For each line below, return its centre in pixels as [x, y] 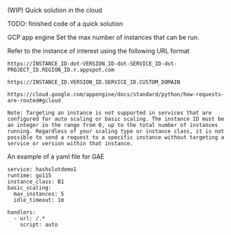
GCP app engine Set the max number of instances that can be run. [104, 37]
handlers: [22, 213]
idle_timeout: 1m [39, 200]
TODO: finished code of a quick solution [65, 23]
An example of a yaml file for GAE [56, 156]
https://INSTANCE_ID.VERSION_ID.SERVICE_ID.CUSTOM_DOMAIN [94, 82]
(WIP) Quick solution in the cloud [55, 10]
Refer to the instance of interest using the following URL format [98, 51]
